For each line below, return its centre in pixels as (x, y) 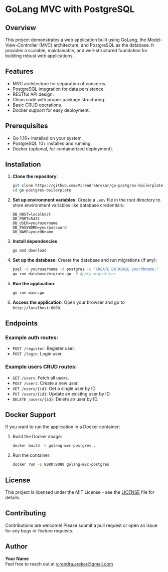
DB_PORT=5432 (26, 219)
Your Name (17, 558)
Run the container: (32, 455)
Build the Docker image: (37, 437)
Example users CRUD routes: (41, 367)
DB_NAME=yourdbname (33, 232)
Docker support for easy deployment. (51, 110)
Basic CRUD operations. (37, 105)
